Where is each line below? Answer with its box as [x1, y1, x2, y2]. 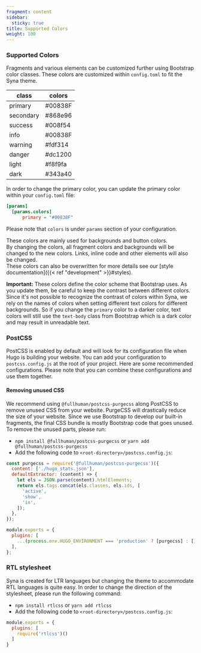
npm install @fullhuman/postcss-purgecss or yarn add [14, 437, 150, 444]
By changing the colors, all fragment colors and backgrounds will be [6, 244, 175, 251]
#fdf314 [45, 140, 69, 149]
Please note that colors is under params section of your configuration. [6, 226, 178, 233]
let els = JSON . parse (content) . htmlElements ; [17, 477, 133, 483]
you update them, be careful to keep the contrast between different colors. [6, 287, 190, 294]
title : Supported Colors [6, 25, 68, 32]
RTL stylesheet [6, 564, 51, 572]
